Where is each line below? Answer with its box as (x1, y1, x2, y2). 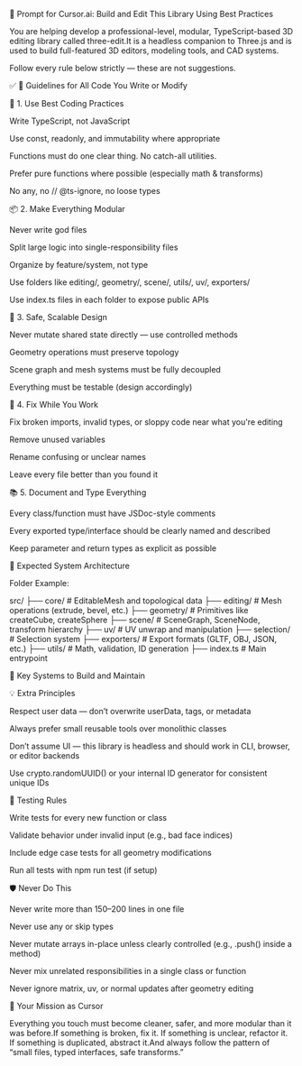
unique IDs (9, 777, 50, 788)
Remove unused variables (9, 434, 105, 445)
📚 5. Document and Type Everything (9, 487, 147, 498)
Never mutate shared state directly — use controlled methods (9, 329, 239, 340)
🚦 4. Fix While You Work (9, 400, 99, 409)
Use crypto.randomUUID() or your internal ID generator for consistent (9, 767, 268, 778)
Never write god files (9, 225, 87, 234)
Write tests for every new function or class (9, 813, 168, 822)
